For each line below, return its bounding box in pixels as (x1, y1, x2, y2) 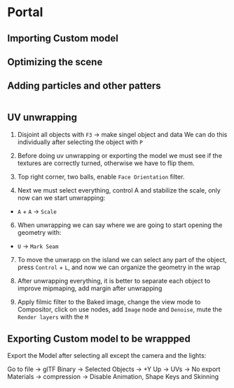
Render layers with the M (17, 312, 89, 321)
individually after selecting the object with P (17, 138, 144, 146)
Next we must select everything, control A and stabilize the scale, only (17, 186, 221, 194)
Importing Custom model (7, 32, 119, 44)
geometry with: (17, 228, 62, 236)
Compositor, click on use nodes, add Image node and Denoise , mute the (17, 305, 223, 313)
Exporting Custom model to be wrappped (7, 332, 191, 344)
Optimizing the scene (7, 56, 103, 67)
